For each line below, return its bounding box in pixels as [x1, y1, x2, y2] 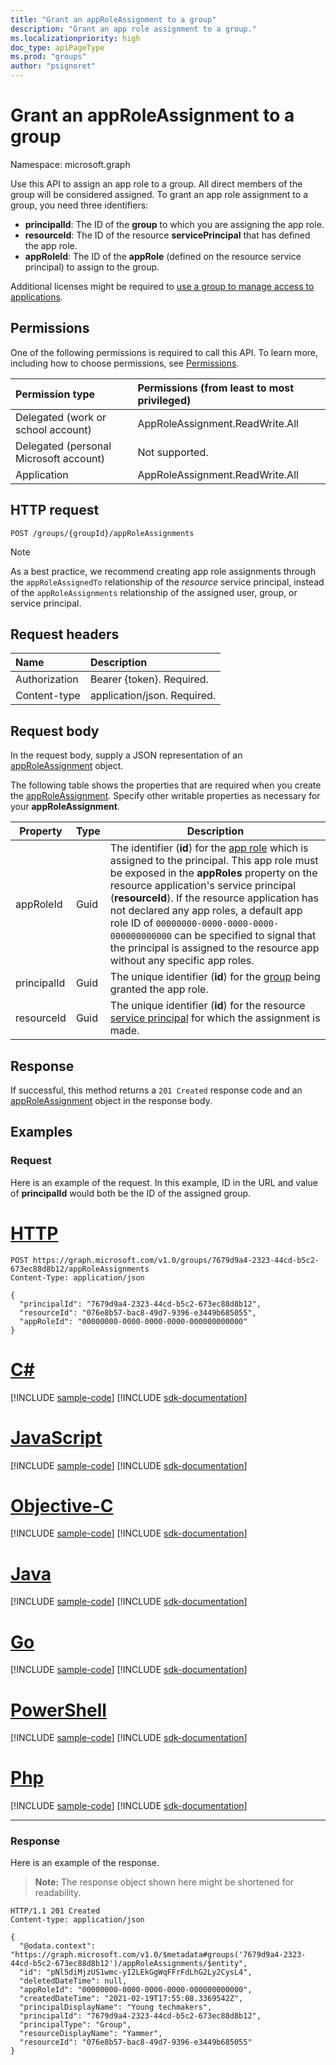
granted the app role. [109, 982, 209, 996]
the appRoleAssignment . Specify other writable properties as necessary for [10, 790, 321, 802]
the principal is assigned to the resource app [109, 941, 320, 955]
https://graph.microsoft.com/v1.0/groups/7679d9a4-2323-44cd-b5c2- [32, 1255, 320, 1265]
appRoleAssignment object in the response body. [10, 1095, 213, 1106]
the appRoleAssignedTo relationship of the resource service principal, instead [10, 576, 325, 588]
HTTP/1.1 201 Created [10, 1906, 101, 1916]
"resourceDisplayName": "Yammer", [19, 2029, 163, 2039]
